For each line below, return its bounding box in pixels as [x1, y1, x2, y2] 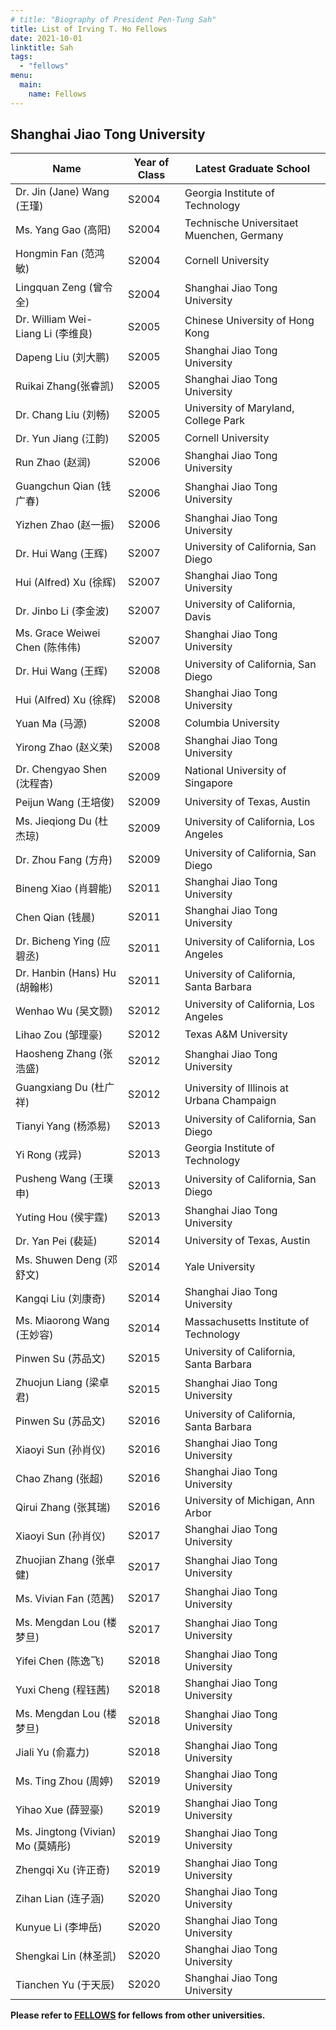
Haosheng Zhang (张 [15, 1047, 113, 1061]
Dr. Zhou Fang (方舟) [15, 853, 113, 867]
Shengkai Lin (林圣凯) [15, 1949, 117, 1963]
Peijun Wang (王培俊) [15, 796, 115, 810]
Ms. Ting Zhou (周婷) [15, 1774, 114, 1788]
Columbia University [184, 716, 280, 730]
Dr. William [15, 312, 67, 326]
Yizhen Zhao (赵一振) [15, 518, 115, 532]
